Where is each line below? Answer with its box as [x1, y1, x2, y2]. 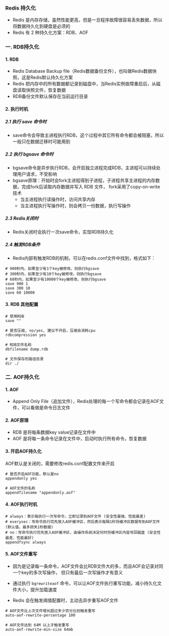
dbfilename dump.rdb [5, 347, 49, 352]
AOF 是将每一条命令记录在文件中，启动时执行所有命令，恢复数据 [12, 436, 147, 442]
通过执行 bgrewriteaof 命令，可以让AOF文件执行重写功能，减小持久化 [12, 580, 157, 586]
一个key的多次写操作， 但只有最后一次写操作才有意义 [12, 570, 123, 576]
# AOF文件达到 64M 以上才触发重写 [5, 623, 70, 628]
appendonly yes [5, 476, 37, 481]
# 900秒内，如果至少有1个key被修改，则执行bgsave [5, 266, 99, 271]
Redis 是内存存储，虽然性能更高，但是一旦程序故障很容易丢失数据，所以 [12, 17, 163, 23]
